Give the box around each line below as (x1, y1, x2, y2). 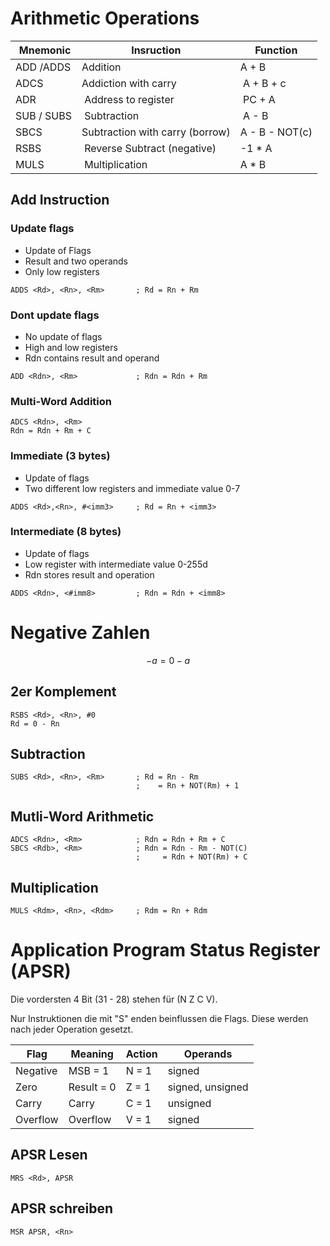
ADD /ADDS (15, 60, 72, 74)
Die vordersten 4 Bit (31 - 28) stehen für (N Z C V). (10, 993, 218, 1005)
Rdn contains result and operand (24, 352, 160, 364)
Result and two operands (24, 255, 129, 267)
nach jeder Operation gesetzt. (10, 1023, 134, 1035)
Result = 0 (68, 1080, 117, 1094)
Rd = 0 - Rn (10, 718, 60, 729)
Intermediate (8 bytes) (10, 525, 122, 539)
